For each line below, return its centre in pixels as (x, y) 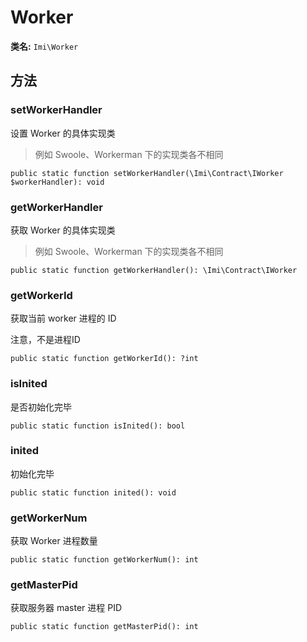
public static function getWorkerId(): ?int (104, 359)
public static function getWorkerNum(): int (104, 560)
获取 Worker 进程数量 (54, 541)
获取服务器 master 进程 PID (66, 608)
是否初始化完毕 (41, 407)
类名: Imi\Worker (44, 46)
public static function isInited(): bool (98, 426)
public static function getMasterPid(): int (104, 627)
